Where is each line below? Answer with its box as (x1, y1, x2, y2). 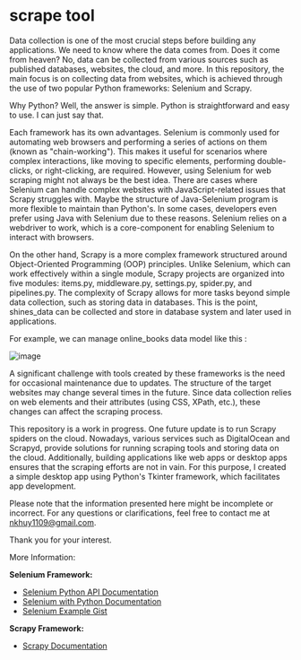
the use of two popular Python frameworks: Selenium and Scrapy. (9, 82, 253, 93)
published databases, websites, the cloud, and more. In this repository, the (9, 64, 285, 74)
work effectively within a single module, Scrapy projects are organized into (9, 268, 285, 279)
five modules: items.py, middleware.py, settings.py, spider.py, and (9, 277, 253, 288)
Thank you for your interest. (9, 534, 112, 545)
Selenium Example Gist (21, 605, 107, 616)
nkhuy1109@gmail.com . (9, 517, 97, 527)
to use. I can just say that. (9, 109, 105, 120)
